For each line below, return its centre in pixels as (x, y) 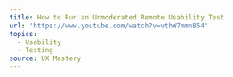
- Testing (35, 50)
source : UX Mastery (45, 58)
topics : (24, 34)
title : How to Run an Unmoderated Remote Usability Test (117, 17)
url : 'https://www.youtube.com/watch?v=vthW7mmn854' (109, 26)
